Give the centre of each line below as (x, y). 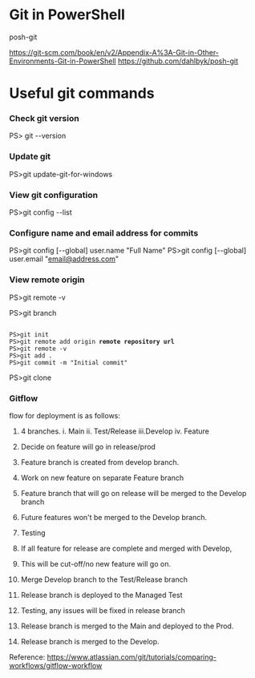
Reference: (27, 657)
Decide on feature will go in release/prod (88, 446)
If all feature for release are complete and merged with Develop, (126, 548)
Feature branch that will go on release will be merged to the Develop (134, 493)
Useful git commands (82, 93)
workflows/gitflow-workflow (56, 665)
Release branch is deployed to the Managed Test (101, 595)
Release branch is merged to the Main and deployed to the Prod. (127, 626)
